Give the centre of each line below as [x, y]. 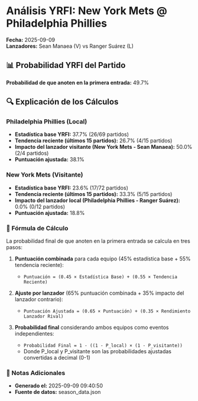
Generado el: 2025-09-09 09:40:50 [59, 386]
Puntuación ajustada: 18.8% [50, 213]
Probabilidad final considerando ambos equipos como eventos [92, 327]
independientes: [34, 334]
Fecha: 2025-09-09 [30, 40]
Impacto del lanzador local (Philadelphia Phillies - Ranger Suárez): [97, 200]
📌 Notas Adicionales [36, 373]
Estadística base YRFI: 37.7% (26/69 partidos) [72, 135]
